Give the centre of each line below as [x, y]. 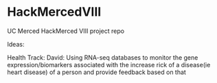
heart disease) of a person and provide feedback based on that [97, 72]
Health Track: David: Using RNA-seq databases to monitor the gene [103, 57]
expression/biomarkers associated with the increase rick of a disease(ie [109, 64]
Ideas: [16, 44]
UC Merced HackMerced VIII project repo [66, 31]
